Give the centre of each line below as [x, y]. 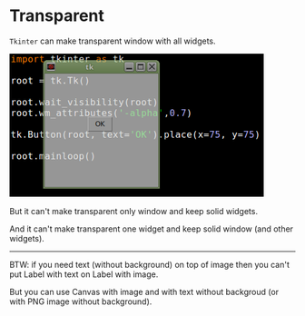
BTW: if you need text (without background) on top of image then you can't [150, 264]
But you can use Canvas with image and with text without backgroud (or [144, 291]
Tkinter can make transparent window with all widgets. [113, 41]
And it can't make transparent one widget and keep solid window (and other [151, 229]
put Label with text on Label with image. [84, 274]
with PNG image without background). [81, 301]
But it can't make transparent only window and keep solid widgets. [134, 211]
